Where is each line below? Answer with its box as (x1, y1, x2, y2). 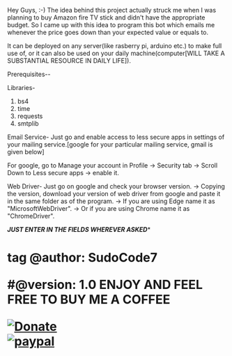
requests (17, 112, 43, 120)
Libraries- (7, 84, 36, 91)
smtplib (17, 119, 39, 128)
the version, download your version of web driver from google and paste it (7, 190, 221, 198)
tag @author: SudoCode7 (7, 250, 158, 266)
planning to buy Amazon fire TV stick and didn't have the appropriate (7, 13, 206, 22)
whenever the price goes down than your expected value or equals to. (7, 28, 209, 36)
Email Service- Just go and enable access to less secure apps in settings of (7, 133, 225, 141)
